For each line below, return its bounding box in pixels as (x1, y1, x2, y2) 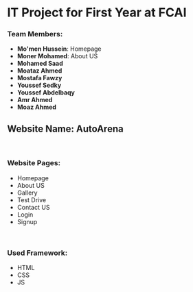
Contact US (16, 203, 50, 211)
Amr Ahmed (16, 96, 53, 104)
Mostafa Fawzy (16, 74, 63, 82)
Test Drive (16, 195, 47, 204)
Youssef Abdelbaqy (16, 88, 76, 97)
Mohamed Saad (16, 60, 63, 68)
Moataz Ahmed (16, 66, 63, 75)
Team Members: (7, 29, 63, 39)
